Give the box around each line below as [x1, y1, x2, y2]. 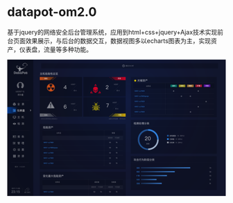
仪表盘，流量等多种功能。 [19, 45, 92, 53]
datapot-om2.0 [7, 4, 97, 20]
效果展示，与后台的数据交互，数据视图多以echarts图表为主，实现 [25, 36, 212, 45]
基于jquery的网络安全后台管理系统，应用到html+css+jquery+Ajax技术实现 [7, 28, 218, 36]
